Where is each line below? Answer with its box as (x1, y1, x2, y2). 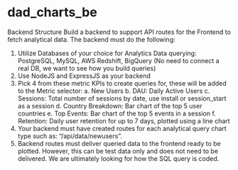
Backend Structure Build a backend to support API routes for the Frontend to (7, 28, 231, 36)
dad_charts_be (7, 4, 97, 21)
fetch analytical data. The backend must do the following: (7, 35, 175, 43)
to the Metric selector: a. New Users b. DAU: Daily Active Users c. (17, 86, 210, 95)
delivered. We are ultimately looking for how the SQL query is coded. (17, 154, 220, 163)
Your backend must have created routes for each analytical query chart (17, 124, 227, 132)
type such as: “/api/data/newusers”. (17, 132, 122, 140)
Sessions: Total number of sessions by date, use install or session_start (17, 93, 227, 103)
